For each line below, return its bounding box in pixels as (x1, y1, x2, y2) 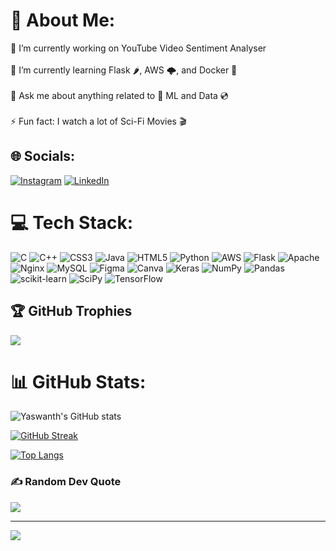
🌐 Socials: (10, 148, 76, 165)
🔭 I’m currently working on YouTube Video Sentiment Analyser (10, 42, 267, 54)
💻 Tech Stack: (10, 211, 134, 234)
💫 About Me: (10, 9, 116, 32)
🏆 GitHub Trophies (10, 303, 133, 320)
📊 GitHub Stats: (10, 370, 147, 393)
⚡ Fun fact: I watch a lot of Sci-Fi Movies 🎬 (10, 115, 187, 127)
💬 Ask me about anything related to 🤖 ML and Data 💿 (10, 89, 229, 101)
